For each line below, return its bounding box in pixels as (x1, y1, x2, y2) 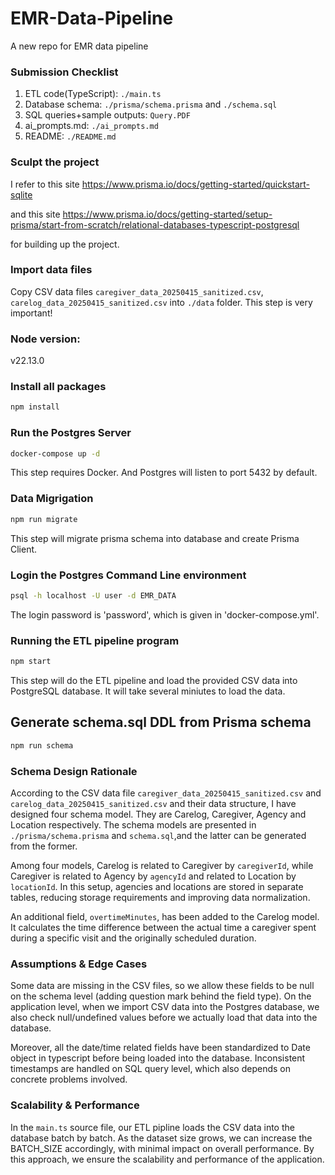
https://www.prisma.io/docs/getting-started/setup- (62, 208, 273, 220)
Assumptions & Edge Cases (10, 957, 148, 971)
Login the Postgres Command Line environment (10, 568, 247, 582)
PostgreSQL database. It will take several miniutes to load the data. (10, 685, 286, 697)
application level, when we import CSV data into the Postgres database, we (10, 1001, 320, 1013)
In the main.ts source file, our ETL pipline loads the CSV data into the (10, 1121, 295, 1133)
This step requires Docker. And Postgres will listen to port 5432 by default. (10, 467, 318, 479)
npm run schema (10, 740, 74, 751)
